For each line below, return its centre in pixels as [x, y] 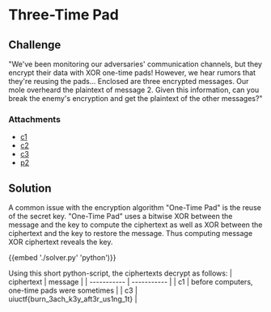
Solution [30, 188]
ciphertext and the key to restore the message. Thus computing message [131, 234]
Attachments [34, 119]
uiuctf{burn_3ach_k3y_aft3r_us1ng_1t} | [73, 299]
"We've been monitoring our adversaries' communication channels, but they [135, 64]
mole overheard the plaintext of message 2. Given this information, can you [134, 90]
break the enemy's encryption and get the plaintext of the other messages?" [135, 98]
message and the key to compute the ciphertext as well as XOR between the [135, 225]
